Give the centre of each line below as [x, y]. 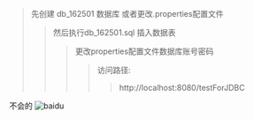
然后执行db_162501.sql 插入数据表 [114, 33]
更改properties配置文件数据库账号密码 [144, 51]
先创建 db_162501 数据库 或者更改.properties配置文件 [127, 14]
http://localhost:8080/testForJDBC [182, 88]
